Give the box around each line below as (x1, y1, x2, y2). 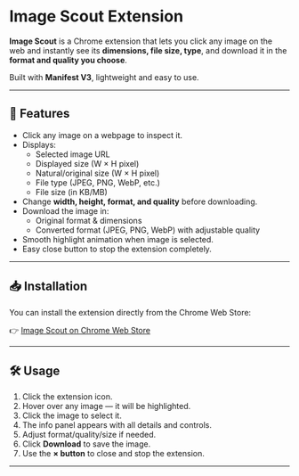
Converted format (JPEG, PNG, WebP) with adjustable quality (35, 225, 261, 235)
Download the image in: (21, 205, 109, 216)
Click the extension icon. (21, 391, 113, 402)
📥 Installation (9, 279, 88, 294)
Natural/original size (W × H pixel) (35, 168, 160, 178)
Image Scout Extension (9, 6, 184, 27)
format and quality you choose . (9, 54, 127, 65)
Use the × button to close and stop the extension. (21, 448, 205, 459)
